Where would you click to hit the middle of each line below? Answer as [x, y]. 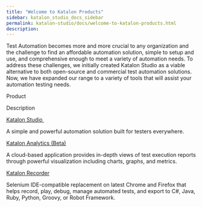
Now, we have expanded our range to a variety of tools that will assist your [99, 78]
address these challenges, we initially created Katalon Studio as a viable [96, 65]
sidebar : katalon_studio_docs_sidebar [55, 18]
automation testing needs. [39, 85]
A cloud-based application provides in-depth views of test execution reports [101, 155]
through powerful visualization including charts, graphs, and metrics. [92, 162]
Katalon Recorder [28, 173]
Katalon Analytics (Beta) [36, 143]
